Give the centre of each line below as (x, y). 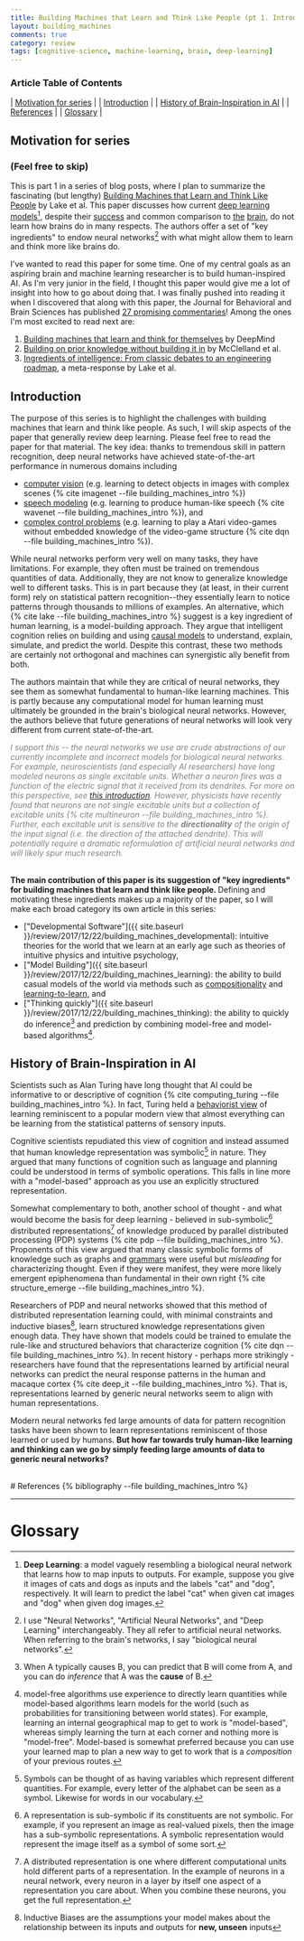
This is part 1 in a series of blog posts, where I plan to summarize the (138, 186)
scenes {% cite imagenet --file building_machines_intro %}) (134, 493)
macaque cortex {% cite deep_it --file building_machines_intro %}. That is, (149, 1383)
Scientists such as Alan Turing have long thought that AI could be (132, 1085)
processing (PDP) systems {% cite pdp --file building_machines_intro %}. (147, 1240)
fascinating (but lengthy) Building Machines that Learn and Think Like (139, 196)
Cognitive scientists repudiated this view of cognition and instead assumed (150, 1141)
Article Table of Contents (66, 83)
